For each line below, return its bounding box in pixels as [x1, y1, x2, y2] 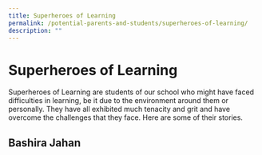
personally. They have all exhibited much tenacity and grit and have [8, 105, 230, 114]
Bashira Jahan [8, 136, 81, 149]
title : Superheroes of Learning [8, 11, 116, 20]
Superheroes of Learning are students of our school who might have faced [8, 87, 254, 97]
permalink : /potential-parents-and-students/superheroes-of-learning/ [8, 19, 248, 27]
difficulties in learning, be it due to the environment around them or [8, 96, 229, 105]
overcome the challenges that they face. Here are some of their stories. [8, 113, 244, 122]
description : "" [8, 26, 62, 34]
